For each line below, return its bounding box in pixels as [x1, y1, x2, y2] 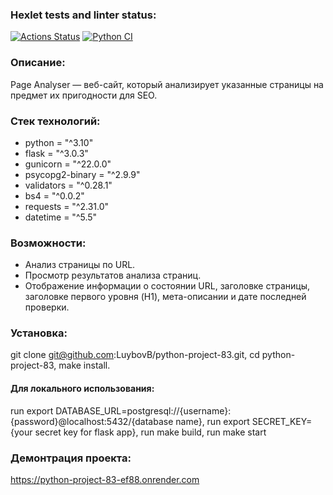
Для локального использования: [10, 383, 155, 395]
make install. [58, 359, 111, 372]
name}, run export [175, 415, 250, 427]
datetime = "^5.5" [24, 211, 98, 223]
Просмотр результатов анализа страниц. [24, 269, 202, 282]
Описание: [10, 56, 66, 70]
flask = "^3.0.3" [24, 147, 89, 159]
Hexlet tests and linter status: [10, 8, 157, 22]
